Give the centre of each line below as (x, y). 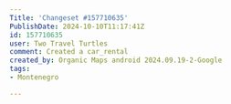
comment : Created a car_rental (69, 52)
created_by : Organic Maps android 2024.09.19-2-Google (116, 60)
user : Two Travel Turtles (58, 43)
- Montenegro (34, 78)
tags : (20, 69)
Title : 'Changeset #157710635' (69, 18)
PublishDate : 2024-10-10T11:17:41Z (77, 26)
